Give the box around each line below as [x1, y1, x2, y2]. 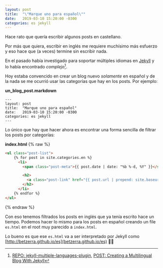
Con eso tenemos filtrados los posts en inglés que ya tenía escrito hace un [5, 214, 154, 220]
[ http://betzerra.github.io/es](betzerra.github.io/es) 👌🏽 [5, 238, 114, 244]
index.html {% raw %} [5, 141, 50, 147]
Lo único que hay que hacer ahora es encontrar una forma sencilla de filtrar [5, 126, 156, 132]
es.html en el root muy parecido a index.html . [5, 224, 97, 230]
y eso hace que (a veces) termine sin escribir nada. [5, 48, 108, 54]
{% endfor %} [14, 191, 40, 196]
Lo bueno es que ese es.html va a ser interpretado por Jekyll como [5, 233, 140, 239]
